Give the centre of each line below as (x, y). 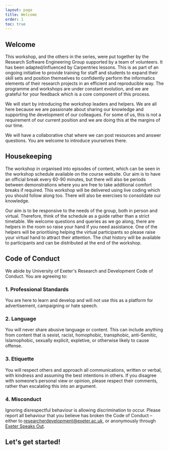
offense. (14, 346)
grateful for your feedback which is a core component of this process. (78, 94)
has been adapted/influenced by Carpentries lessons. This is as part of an (82, 67)
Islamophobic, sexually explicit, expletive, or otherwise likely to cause (77, 340)
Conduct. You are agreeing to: (36, 276)
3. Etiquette (20, 359)
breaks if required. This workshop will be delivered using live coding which (82, 190)
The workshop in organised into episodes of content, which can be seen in (82, 168)
